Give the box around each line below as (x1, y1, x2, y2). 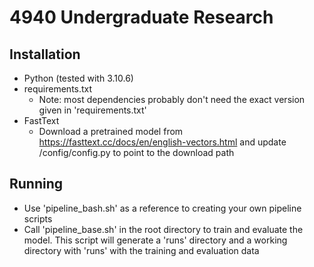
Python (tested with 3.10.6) (23, 72, 134, 84)
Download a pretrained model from (38, 126, 184, 137)
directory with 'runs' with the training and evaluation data (23, 244, 260, 256)
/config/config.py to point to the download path (38, 147, 235, 158)
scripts (23, 212, 53, 225)
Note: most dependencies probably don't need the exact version (38, 94, 306, 105)
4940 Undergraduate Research (9, 6, 274, 29)
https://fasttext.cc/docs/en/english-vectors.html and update (38, 136, 287, 148)
